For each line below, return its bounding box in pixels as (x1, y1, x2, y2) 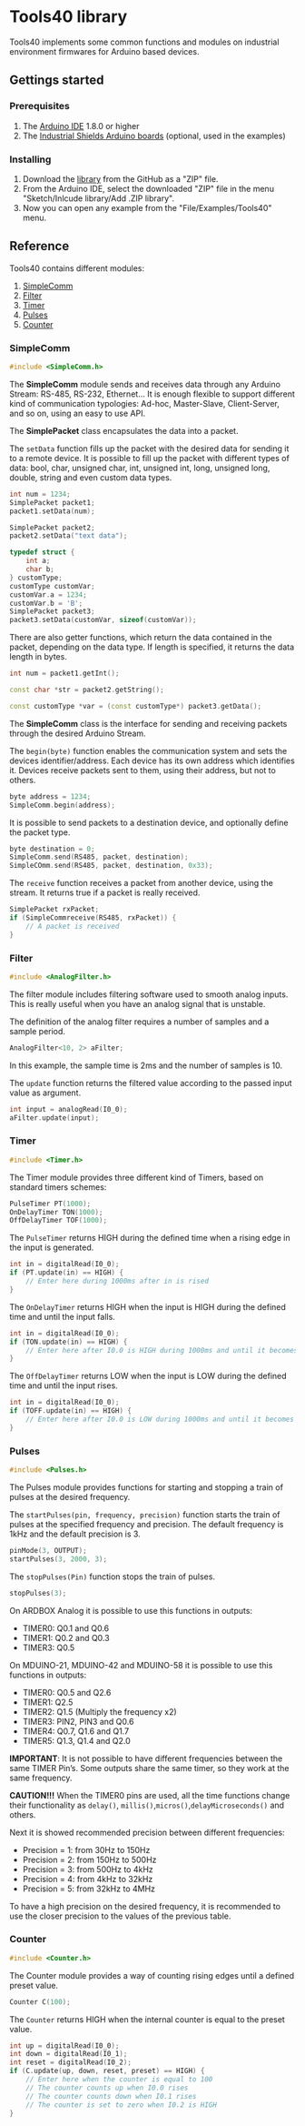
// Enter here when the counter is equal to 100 (25, 2075, 213, 2084)
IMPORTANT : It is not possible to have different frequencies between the (9, 1753, 283, 1764)
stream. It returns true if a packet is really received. (9, 887, 201, 898)
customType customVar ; (9, 581, 95, 590)
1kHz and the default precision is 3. (9, 1528, 141, 1539)
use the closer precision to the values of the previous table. (9, 1910, 231, 1921)
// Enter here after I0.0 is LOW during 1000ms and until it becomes (25, 1415, 295, 1424)
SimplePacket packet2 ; (9, 523, 95, 532)
